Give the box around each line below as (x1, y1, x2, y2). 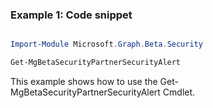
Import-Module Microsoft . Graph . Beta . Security (10, 39, 203, 50)
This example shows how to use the (10, 76, 158, 88)
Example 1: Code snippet (10, 8, 133, 22)
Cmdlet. (162, 86, 196, 98)
